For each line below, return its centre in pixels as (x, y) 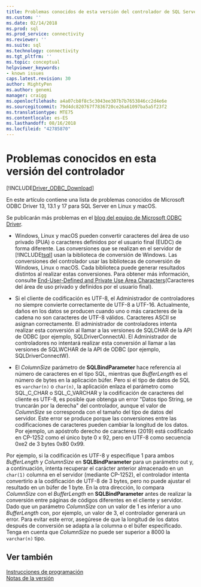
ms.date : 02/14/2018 (32, 23)
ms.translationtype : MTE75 (40, 112)
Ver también (30, 557)
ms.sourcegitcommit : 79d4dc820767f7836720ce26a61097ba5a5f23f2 (87, 107)
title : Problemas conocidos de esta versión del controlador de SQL (93, 12)
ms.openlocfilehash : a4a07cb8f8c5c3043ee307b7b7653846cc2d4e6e (87, 101)
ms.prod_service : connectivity (45, 34)
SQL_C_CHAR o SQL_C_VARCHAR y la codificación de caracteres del (99, 393)
